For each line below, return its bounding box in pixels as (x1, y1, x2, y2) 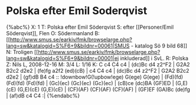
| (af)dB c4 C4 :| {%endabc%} (6, 92, 80, 99)
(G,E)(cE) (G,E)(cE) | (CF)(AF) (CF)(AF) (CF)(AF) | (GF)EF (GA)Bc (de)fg (17, 86, 191, 93)
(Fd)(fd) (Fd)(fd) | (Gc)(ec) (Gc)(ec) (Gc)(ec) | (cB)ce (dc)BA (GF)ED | (6, 79, 174, 86)
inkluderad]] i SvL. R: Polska (120, 55, 189, 62)
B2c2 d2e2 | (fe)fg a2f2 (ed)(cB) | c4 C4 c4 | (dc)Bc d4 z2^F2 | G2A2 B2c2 (6, 67, 190, 74)
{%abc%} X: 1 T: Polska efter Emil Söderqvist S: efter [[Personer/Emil (6, 23, 174, 31)
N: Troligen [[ (6, 48, 38, 55)
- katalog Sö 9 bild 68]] (130, 42, 188, 49)
